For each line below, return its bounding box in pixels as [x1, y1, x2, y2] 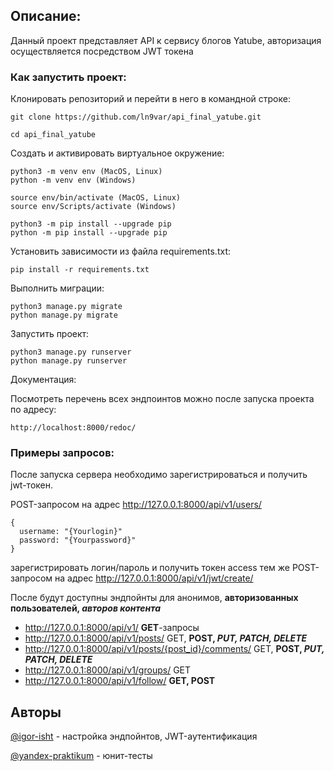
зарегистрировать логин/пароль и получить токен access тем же [10, 562, 290, 574]
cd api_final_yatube [10, 130, 97, 140]
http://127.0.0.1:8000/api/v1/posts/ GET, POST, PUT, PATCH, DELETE [24, 632, 308, 644]
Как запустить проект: [10, 70, 127, 84]
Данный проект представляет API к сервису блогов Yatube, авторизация [10, 34, 322, 46]
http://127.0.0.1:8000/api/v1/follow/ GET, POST [24, 675, 216, 687]
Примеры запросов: [10, 446, 115, 460]
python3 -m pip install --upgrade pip [10, 219, 172, 229]
